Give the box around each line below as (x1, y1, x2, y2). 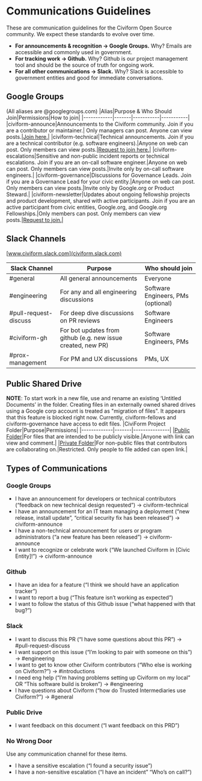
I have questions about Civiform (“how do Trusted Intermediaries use (14, 687, 186, 694)
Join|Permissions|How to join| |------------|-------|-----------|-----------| (6, 114, 190, 121)
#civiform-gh (9, 333, 47, 342)
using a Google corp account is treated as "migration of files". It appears (6, 407, 186, 415)
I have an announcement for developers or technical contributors (14, 495, 176, 502)
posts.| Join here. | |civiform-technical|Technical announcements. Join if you (6, 133, 194, 140)
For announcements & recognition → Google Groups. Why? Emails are (14, 42, 192, 49)
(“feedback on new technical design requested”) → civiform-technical (14, 501, 189, 509)
